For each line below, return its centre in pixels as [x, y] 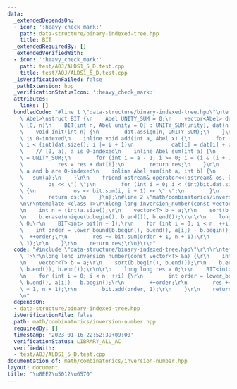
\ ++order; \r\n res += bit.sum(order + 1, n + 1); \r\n [115, 237]
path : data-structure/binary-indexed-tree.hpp [90, 33]
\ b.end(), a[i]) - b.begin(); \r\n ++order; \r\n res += [126, 283]
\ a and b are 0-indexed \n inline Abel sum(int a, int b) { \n [118, 171]
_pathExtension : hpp [44, 86]
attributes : [31, 99]
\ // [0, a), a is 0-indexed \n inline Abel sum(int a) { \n [118, 152]
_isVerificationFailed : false [58, 79]
